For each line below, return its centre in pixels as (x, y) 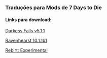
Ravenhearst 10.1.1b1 (26, 41)
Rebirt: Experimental (27, 50)
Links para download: (28, 20)
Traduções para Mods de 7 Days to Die (54, 8)
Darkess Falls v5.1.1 (25, 31)
